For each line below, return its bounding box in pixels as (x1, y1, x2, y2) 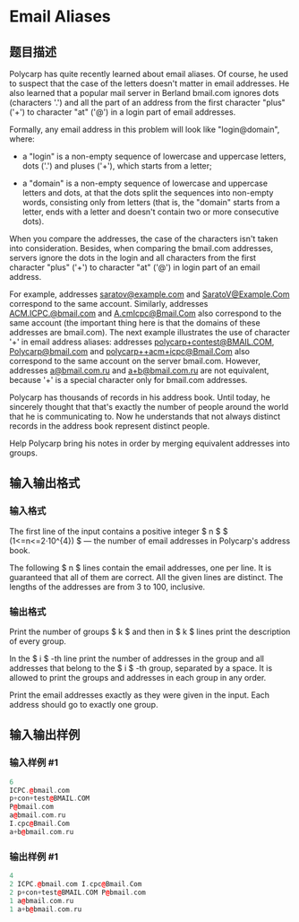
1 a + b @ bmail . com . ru (9, 904, 82, 914)
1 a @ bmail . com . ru (9, 896, 74, 905)
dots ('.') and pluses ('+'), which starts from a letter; (21, 161, 212, 171)
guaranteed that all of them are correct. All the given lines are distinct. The (9, 571, 284, 582)
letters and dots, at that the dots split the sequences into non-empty (21, 187, 274, 198)
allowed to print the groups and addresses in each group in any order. (9, 672, 267, 683)
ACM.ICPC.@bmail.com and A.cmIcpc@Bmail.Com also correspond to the (9, 308, 282, 318)
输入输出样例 (9, 727, 81, 743)
